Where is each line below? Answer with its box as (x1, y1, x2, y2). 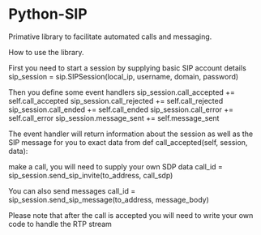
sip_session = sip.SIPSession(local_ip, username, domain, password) (8, 71, 239, 81)
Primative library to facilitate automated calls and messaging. (8, 32, 212, 41)
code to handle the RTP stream (8, 219, 112, 229)
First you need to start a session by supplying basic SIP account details (8, 62, 247, 73)
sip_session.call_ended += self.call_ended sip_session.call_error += (8, 105, 233, 114)
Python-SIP (8, 5, 88, 23)
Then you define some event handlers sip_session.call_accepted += (8, 87, 235, 97)
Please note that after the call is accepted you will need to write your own (8, 210, 254, 220)
